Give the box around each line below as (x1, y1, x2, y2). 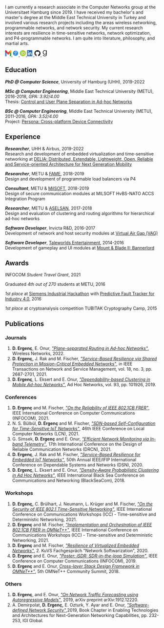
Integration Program (5, 195, 45, 202)
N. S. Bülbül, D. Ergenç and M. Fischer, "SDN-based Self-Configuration (12, 420, 156, 426)
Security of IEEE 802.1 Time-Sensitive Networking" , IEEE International (12, 506, 152, 512)
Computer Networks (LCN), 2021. (12, 431, 80, 437)
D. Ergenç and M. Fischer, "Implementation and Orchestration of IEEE (12, 522, 152, 527)
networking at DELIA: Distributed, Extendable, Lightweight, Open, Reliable (5, 156, 153, 162)
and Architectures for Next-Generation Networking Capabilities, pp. (12, 612, 148, 618)
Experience (5, 133, 41, 141)
